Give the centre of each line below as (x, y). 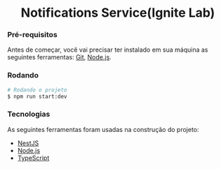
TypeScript (33, 158)
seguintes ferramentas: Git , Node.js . (60, 57)
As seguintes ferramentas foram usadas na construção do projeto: (103, 129)
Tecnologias (29, 115)
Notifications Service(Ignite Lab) (118, 13)
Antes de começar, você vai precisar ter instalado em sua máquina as (108, 50)
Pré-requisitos (32, 35)
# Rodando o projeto (38, 90)
